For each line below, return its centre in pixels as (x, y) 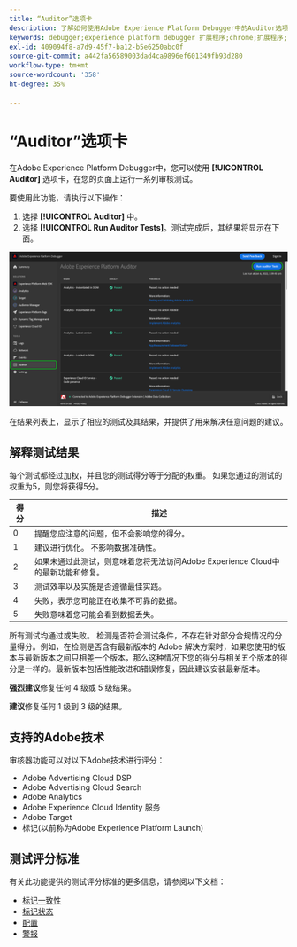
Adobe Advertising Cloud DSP (77, 778)
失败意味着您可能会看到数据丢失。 (96, 614)
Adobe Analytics (52, 797)
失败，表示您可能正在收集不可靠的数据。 (108, 600)
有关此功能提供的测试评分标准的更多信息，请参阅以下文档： (118, 881)
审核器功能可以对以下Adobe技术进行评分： (87, 760)
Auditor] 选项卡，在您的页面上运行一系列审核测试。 (103, 178)
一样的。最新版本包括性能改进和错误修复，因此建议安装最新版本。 (145, 669)
